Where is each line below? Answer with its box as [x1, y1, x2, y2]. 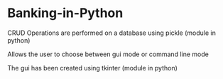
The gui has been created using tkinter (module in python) [7, 63, 178, 72]
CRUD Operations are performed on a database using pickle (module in [7, 28, 217, 37]
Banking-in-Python [7, 5, 124, 21]
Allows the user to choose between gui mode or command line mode [7, 50, 210, 58]
